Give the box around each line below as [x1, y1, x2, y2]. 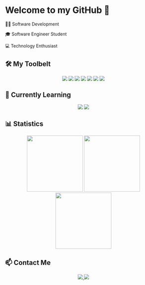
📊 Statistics [5, 119, 44, 128]
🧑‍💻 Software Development [5, 21, 60, 27]
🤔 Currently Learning [5, 91, 71, 99]
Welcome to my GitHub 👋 [5, 4, 110, 16]
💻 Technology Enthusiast [5, 42, 58, 49]
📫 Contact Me [5, 258, 51, 267]
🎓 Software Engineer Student [5, 31, 67, 37]
